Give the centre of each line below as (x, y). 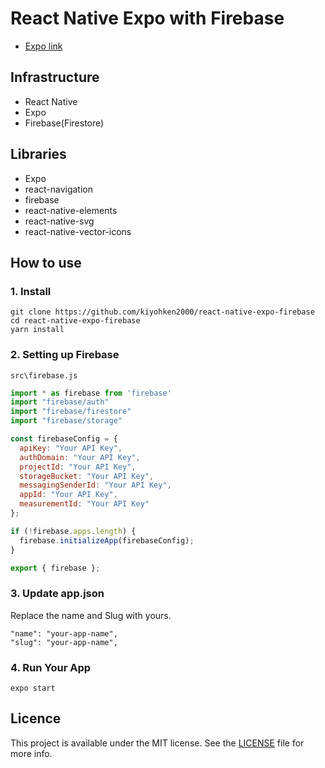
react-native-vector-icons (78, 231)
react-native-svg (59, 221)
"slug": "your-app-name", (64, 642)
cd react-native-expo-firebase (75, 321)
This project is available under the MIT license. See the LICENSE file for (157, 743)
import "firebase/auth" (60, 402)
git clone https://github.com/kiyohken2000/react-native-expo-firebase (162, 312)
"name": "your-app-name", (64, 633)
